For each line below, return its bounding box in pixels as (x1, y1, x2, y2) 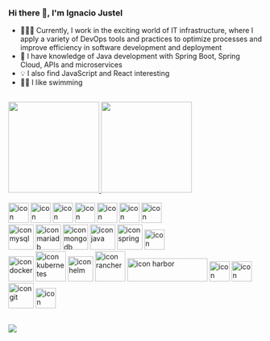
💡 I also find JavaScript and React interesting (19, 69, 170, 78)
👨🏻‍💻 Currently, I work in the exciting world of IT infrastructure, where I (19, 26, 254, 36)
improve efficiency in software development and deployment (19, 43, 222, 53)
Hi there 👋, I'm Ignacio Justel (8, 7, 123, 19)
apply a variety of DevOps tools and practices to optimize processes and (19, 34, 263, 44)
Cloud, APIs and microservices (19, 60, 123, 69)
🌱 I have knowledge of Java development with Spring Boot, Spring (19, 52, 240, 61)
